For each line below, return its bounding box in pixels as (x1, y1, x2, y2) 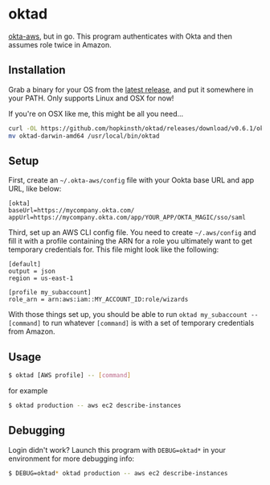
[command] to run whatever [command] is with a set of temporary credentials (8, 319, 255, 328)
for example (8, 386, 48, 395)
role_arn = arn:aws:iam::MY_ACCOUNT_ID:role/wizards (8, 295, 189, 304)
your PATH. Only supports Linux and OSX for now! (8, 93, 174, 103)
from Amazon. (8, 327, 55, 336)
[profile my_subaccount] (8, 289, 92, 297)
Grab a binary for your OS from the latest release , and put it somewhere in (8, 84, 254, 94)
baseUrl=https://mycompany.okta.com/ (8, 207, 135, 215)
